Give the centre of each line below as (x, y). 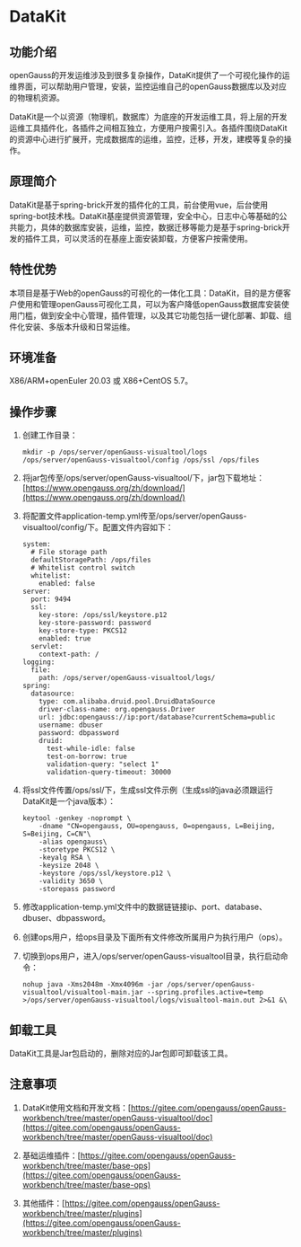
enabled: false (67, 584)
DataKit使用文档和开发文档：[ (77, 1108)
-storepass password (77, 889)
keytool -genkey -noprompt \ (77, 818)
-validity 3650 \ (71, 881)
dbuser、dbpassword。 (66, 918)
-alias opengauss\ (73, 842)
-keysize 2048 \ (69, 866)
